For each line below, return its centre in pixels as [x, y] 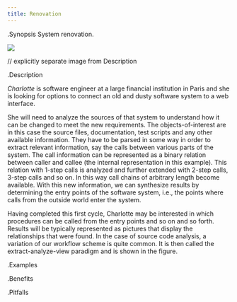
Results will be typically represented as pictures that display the [100, 228]
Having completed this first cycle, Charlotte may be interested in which [111, 214]
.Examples [22, 265]
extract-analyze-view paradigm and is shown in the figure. [93, 251]
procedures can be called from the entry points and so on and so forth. [111, 221]
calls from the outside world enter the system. [74, 199]
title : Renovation [34, 14]
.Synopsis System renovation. [51, 34]
